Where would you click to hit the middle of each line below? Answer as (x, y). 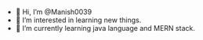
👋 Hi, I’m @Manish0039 (54, 12)
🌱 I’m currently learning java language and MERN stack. (105, 28)
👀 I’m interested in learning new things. (78, 20)
